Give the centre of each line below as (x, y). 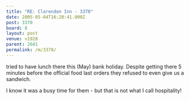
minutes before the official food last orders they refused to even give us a (95, 73)
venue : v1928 (22, 39)
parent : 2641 (22, 45)
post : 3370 (19, 22)
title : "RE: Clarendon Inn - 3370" (50, 11)
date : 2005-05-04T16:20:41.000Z (46, 17)
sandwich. (19, 79)
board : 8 (17, 28)
